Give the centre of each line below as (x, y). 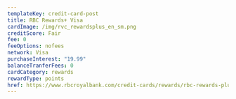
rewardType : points (36, 78)
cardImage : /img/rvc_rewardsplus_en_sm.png (72, 26)
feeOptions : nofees (36, 46)
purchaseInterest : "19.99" (47, 59)
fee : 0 (17, 40)
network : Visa (28, 53)
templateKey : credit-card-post (53, 14)
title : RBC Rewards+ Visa (45, 20)
